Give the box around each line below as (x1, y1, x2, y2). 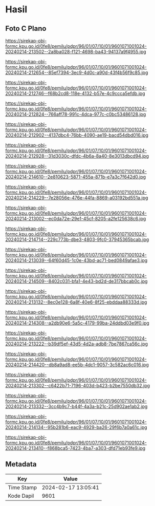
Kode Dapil (8, 492, 34, 499)
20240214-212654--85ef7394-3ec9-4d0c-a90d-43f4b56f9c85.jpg (5, 69, 148, 76)
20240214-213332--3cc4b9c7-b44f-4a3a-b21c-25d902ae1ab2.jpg (5, 403, 148, 409)
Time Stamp (8, 484, 37, 491)
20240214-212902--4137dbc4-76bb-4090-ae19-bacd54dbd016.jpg (5, 132, 148, 138)
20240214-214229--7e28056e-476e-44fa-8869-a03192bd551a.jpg (5, 195, 148, 201)
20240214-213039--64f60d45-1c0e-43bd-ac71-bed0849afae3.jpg (5, 257, 148, 263)
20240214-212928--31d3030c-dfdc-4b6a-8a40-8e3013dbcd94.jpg (5, 153, 149, 159)
